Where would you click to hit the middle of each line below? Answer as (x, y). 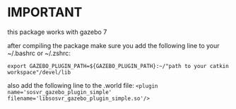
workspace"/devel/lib (39, 72)
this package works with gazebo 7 (57, 32)
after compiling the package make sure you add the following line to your (114, 45)
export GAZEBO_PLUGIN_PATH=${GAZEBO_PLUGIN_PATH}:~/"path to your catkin (118, 66)
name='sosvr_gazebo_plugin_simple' (60, 92)
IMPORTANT (45, 12)
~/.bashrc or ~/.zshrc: (39, 53)
